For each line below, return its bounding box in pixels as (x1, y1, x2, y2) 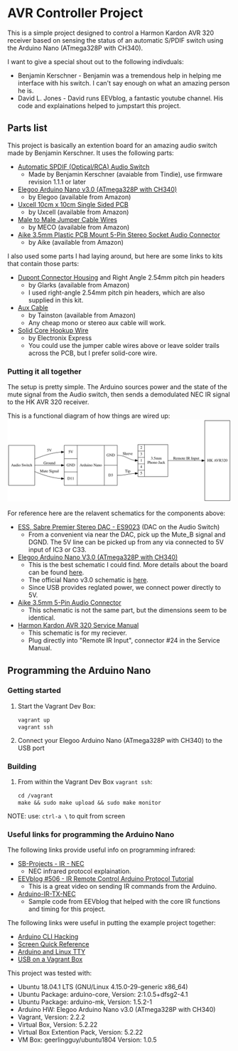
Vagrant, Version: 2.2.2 (17, 1013, 85, 1022)
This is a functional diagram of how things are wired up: (7, 411, 171, 421)
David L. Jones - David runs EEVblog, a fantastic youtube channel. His (17, 94, 224, 102)
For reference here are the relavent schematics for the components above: (7, 509, 226, 517)
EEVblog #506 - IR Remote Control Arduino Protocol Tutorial (17, 875, 194, 883)
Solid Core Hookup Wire (17, 326, 89, 334)
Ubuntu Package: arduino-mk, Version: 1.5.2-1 (17, 998, 153, 1006)
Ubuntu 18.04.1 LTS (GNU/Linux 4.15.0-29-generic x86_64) (17, 983, 188, 991)
